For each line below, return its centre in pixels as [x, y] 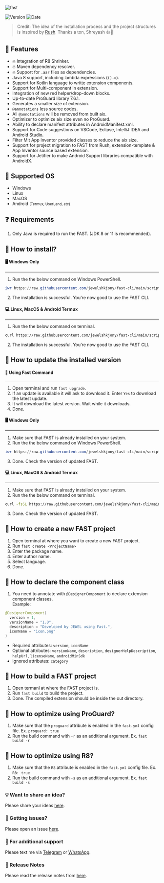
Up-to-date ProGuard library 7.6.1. [46, 98]
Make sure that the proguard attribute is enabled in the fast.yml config [83, 726]
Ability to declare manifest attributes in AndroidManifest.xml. [73, 124]
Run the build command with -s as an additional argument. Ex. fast [80, 778]
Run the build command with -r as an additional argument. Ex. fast [80, 736]
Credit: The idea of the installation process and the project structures [86, 26]
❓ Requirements [30, 220]
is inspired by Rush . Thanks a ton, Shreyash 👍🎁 [65, 32]
